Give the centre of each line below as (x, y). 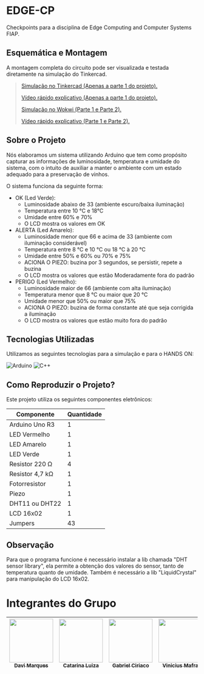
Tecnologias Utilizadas (50, 339)
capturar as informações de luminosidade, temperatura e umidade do (93, 161)
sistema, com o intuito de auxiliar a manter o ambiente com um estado (94, 168)
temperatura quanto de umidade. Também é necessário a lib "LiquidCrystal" (101, 572)
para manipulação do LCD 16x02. (48, 579)
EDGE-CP (31, 11)
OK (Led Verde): (35, 197)
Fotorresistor (28, 484)
